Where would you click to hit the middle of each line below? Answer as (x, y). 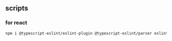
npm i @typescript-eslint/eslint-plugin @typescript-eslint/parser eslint (87, 33)
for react (16, 23)
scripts (17, 8)
